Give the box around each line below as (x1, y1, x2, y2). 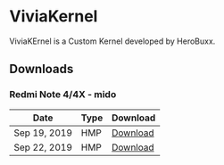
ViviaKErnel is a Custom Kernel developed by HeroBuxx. (9, 36, 216, 46)
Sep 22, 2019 (13, 141, 73, 153)
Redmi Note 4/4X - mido (9, 88, 117, 101)
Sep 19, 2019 (13, 127, 73, 139)
